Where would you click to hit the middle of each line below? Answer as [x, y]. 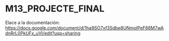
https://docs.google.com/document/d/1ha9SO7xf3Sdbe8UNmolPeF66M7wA [84, 27]
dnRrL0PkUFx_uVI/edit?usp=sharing [43, 33]
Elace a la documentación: [33, 22]
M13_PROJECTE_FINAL [55, 9]
